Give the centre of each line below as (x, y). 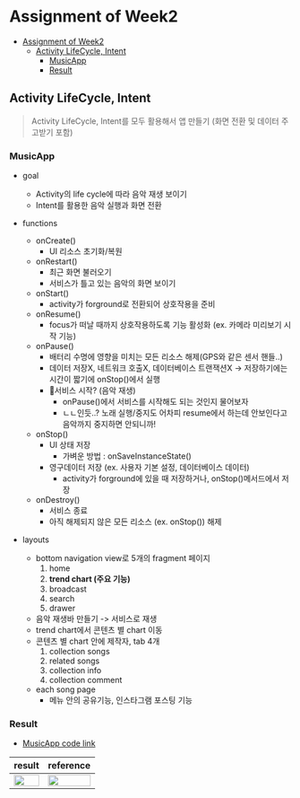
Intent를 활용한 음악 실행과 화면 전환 (99, 206)
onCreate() (56, 241)
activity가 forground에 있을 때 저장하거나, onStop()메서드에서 (171, 478)
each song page (65, 689)
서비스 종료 (68, 511)
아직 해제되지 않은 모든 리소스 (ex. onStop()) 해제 (135, 522)
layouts (35, 539)
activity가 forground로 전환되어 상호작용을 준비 (132, 304)
